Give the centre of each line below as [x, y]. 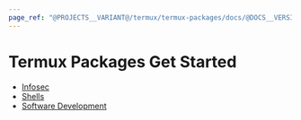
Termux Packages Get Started [123, 61]
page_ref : [27, 17]
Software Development [64, 106]
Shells [33, 96]
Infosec [35, 87]
